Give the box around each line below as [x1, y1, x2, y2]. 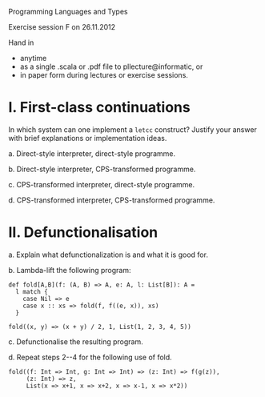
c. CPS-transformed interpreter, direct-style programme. [8, 179, 195, 189]
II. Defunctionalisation [8, 223, 159, 242]
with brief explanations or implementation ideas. [8, 133, 167, 142]
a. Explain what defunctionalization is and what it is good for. [8, 250, 208, 259]
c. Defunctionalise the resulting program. [8, 336, 143, 347]
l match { [15, 287, 48, 295]
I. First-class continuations [8, 98, 191, 117]
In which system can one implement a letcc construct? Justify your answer [8, 124, 258, 134]
